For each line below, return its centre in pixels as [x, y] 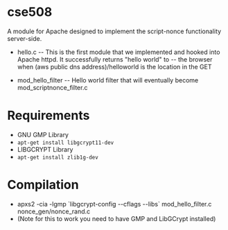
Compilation [43, 185]
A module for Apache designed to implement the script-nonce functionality [114, 31]
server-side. [25, 38]
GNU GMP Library [43, 134]
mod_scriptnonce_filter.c [52, 87]
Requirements [49, 116]
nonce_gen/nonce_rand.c [54, 211]
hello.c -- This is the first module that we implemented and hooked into [119, 52]
